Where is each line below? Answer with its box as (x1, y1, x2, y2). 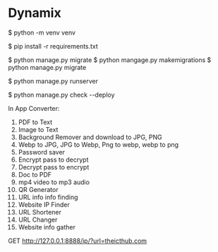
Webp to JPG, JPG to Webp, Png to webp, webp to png (18, 140, 179, 149)
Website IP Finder (18, 200, 70, 209)
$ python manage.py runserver (8, 76, 98, 85)
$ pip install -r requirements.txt (8, 42, 98, 50)
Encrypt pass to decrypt (18, 155, 89, 164)
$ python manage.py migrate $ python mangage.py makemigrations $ (8, 55, 212, 64)
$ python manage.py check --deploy (8, 90, 115, 99)
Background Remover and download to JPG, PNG (18, 133, 163, 141)
